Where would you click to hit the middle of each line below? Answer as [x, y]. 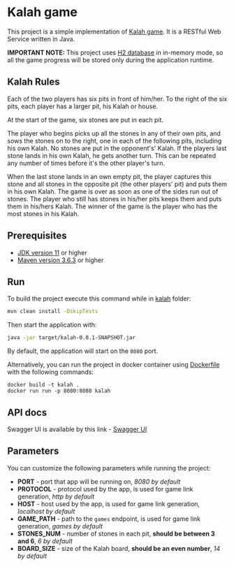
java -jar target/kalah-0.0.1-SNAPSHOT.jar [72, 338]
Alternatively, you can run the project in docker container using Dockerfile [114, 365]
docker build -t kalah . [43, 385]
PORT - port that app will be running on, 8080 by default [99, 481]
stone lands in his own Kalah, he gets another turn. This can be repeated [112, 155]
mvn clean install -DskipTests [53, 312]
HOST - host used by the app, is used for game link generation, [109, 503]
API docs [27, 412]
